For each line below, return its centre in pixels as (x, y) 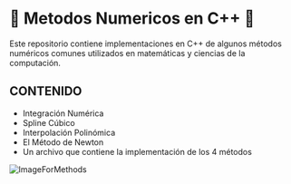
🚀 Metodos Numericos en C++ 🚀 (132, 19)
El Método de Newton (63, 142)
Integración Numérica (63, 113)
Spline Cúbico (48, 122)
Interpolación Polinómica (69, 132)
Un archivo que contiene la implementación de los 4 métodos (137, 151)
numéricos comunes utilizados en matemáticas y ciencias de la (127, 53)
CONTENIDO (46, 91)
